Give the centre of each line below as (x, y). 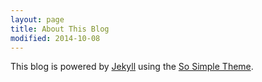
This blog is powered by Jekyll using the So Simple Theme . (132, 67)
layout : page (37, 19)
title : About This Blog (60, 29)
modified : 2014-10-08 (55, 38)
